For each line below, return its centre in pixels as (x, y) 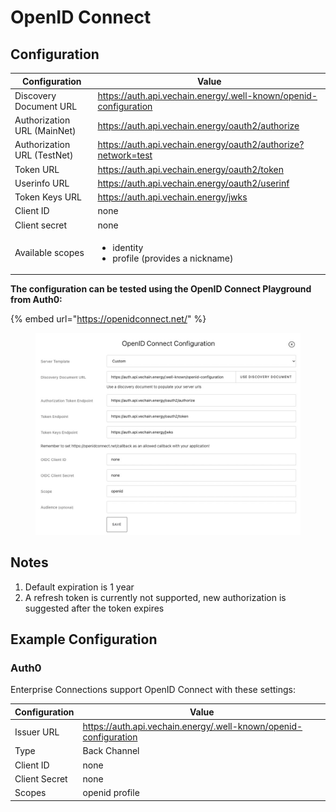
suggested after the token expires (94, 608)
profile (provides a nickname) (173, 258)
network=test (125, 155)
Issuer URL (37, 732)
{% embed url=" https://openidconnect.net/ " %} (108, 319)
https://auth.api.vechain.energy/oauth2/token (191, 169)
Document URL (46, 106)
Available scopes (49, 253)
